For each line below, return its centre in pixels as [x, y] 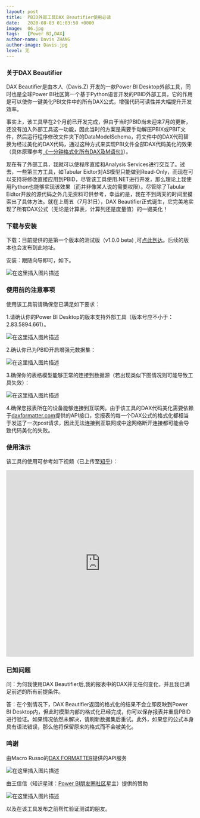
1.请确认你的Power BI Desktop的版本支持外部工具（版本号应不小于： [90, 316]
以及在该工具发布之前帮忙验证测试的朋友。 [58, 808]
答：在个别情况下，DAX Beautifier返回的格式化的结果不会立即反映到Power [97, 705]
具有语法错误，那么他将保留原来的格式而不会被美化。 [71, 727]
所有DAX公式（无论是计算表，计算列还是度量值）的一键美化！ [92, 209]
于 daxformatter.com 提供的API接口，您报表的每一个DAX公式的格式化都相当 [98, 415]
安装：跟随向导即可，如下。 [40, 260]
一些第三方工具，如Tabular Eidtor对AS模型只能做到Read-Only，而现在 [102, 172]
